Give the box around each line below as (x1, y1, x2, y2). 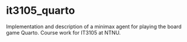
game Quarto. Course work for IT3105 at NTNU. (6, 29, 121, 36)
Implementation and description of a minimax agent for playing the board (6, 23, 182, 30)
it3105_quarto (6, 4, 75, 17)
